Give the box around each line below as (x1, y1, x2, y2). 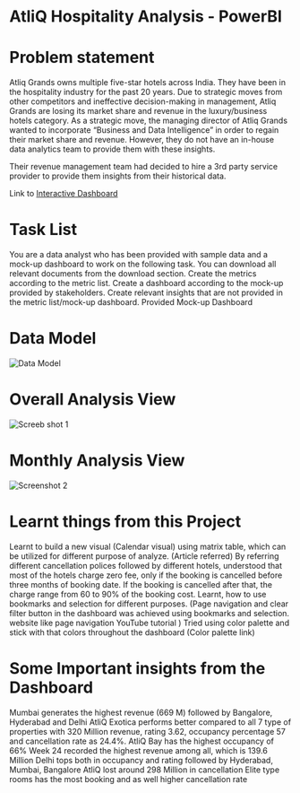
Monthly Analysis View (9, 450, 185, 471)
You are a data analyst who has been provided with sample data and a (9, 249, 269, 260)
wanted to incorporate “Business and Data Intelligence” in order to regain (9, 125, 279, 135)
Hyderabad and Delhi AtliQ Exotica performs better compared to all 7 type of (9, 716, 292, 728)
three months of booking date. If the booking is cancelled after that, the (9, 579, 273, 589)
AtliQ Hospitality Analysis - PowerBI (9, 6, 282, 27)
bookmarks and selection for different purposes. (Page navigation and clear (9, 598, 289, 609)
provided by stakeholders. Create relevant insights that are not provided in (9, 287, 284, 298)
